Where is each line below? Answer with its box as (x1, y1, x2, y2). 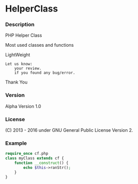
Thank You (5, 79, 28, 85)
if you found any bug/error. (14, 70, 76, 75)
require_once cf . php (5, 151, 49, 156)
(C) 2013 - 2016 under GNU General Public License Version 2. (5, 127, 133, 133)
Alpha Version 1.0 (5, 103, 41, 109)
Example (5, 140, 27, 146)
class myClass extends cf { (5, 156, 64, 161)
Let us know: (5, 61, 33, 67)
